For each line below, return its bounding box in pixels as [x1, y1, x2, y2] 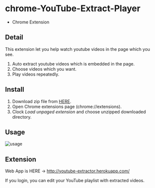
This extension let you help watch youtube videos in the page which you [5, 46, 150, 52]
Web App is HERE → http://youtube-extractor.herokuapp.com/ [5, 168, 130, 174]
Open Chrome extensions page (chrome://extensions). [12, 104, 122, 109]
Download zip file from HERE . [12, 98, 72, 104]
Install [5, 85, 24, 94]
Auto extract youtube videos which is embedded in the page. [12, 61, 135, 66]
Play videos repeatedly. [12, 71, 59, 77]
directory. [12, 114, 32, 120]
